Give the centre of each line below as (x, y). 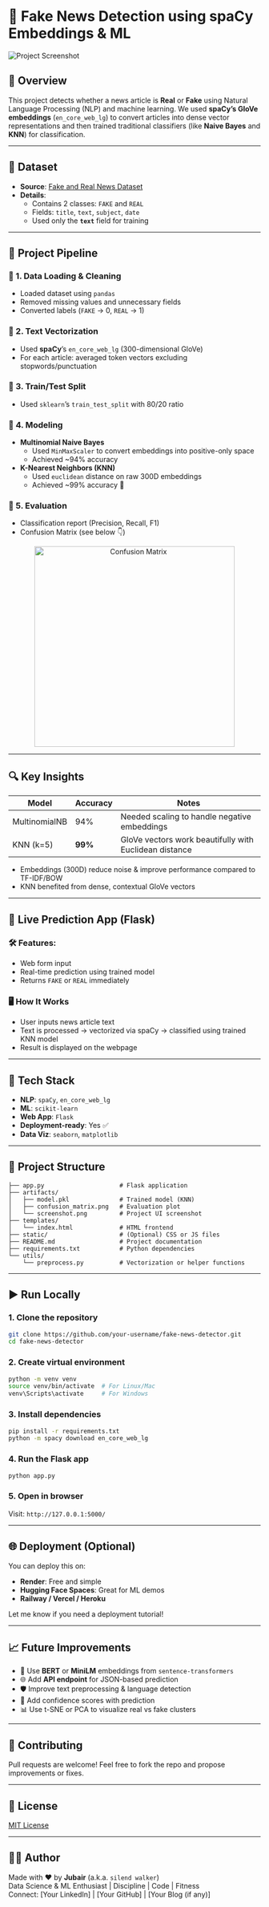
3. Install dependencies (55, 1414)
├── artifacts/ (34, 1192)
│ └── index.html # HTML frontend (91, 1227)
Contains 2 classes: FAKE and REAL (88, 203)
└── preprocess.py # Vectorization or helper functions (134, 1263)
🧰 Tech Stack (42, 1080)
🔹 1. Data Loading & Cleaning (65, 276)
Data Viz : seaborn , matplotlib (69, 1134)
